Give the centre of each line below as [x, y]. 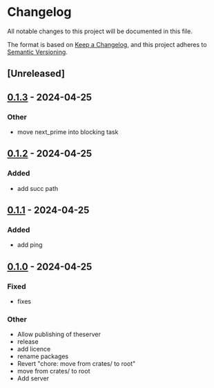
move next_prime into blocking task [68, 132]
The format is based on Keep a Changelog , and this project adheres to [107, 44]
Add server [33, 378]
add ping [30, 245]
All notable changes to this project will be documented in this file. [100, 31]
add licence [34, 349]
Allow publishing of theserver [59, 334]
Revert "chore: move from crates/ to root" [76, 364]
